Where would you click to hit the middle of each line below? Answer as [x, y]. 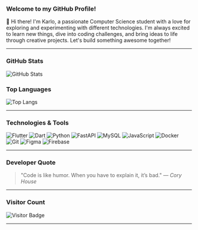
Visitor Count [26, 202]
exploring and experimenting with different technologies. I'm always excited [98, 28]
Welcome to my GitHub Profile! [51, 9]
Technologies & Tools [37, 122]
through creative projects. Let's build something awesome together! [88, 41]
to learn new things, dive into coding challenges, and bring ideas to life [92, 34]
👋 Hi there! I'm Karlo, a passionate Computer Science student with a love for [98, 22]
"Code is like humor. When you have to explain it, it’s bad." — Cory [101, 175]
